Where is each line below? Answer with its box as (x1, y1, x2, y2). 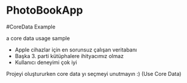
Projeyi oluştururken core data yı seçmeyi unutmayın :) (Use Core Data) (6, 70, 182, 77)
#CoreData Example (6, 23, 56, 30)
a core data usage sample (6, 34, 70, 41)
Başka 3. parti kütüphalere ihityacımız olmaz (14, 52, 124, 59)
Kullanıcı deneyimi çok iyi (14, 59, 78, 66)
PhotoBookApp (6, 4, 84, 17)
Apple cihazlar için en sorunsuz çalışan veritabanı (14, 46, 137, 53)
